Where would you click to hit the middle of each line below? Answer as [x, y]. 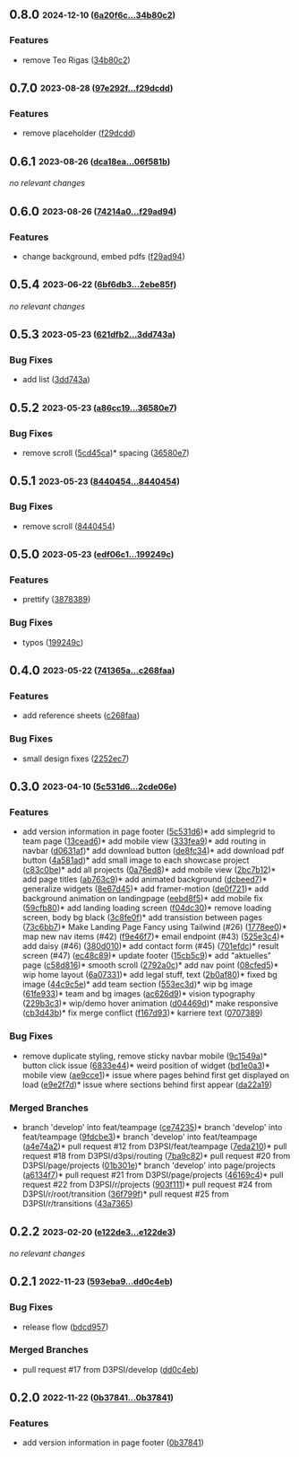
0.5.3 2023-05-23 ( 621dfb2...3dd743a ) [93, 334]
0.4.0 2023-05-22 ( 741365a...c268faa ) [92, 671]
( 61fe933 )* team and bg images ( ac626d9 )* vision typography [139, 994]
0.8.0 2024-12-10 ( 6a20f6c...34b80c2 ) [93, 15]
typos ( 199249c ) [52, 642]
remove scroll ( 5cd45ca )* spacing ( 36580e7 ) [106, 453]
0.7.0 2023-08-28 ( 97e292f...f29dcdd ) [91, 88]
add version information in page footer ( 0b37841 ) [113, 1443]
